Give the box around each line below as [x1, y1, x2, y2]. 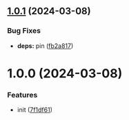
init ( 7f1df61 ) [17, 106, 53, 114]
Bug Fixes [7, 26, 41, 36]
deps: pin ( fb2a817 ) [17, 41, 74, 50]
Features [7, 90, 38, 99]
